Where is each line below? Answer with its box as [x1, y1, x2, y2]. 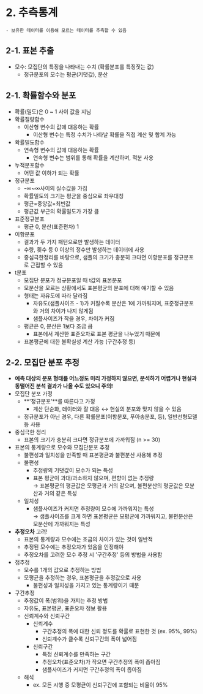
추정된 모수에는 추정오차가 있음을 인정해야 [23, 543, 124, 551]
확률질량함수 [14, 115, 45, 123]
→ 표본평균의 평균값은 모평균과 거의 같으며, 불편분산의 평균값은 [32, 482, 184, 489]
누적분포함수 [14, 161, 45, 169]
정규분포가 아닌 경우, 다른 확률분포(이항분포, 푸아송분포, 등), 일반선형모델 [23, 413, 197, 421]
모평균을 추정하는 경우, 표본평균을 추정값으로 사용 [23, 574, 142, 581]
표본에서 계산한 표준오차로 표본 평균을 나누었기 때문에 [32, 330, 161, 337]
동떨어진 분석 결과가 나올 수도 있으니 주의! [14, 383, 114, 390]
